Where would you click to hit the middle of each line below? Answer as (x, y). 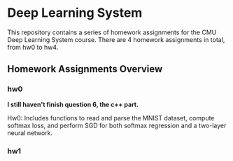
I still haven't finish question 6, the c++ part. (73, 104)
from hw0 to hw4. (33, 47)
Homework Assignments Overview (85, 69)
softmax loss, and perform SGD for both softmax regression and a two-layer (117, 125)
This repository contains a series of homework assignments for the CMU (112, 32)
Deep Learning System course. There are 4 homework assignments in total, (116, 39)
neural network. (30, 133)
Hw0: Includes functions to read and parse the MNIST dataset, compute (111, 118)
